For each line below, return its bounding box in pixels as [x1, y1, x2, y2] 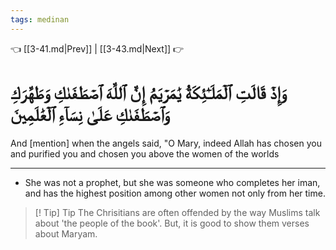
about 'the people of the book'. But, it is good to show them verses [34, 217, 310, 229]
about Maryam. [34, 227, 98, 240]
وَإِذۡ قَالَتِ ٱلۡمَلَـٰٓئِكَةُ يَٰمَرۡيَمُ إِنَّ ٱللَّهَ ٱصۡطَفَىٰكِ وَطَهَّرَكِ [10, 81, 287, 104]
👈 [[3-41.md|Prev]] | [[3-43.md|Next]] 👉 [10, 42, 185, 55]
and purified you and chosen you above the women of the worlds [10, 147, 280, 160]
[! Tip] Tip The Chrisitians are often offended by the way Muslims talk [34, 206, 321, 218]
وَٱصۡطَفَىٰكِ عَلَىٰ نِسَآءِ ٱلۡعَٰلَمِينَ [10, 103, 170, 126]
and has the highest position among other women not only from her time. [24, 187, 326, 199]
